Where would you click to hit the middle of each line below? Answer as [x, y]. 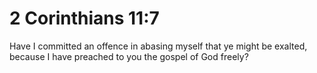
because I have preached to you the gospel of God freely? [129, 56]
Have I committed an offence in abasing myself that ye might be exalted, [158, 46]
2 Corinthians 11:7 [84, 18]
